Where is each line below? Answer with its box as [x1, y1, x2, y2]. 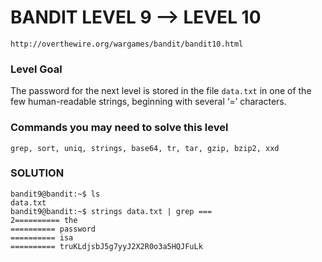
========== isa [10, 232, 74, 243]
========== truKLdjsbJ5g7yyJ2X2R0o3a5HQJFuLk [10, 241, 203, 251]
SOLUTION [10, 166, 65, 180]
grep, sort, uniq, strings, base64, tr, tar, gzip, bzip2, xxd [10, 143, 280, 153]
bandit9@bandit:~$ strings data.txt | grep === [10, 206, 213, 216]
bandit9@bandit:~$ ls [10, 189, 101, 199]
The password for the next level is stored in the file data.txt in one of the [10, 85, 312, 97]
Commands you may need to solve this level [10, 121, 229, 135]
